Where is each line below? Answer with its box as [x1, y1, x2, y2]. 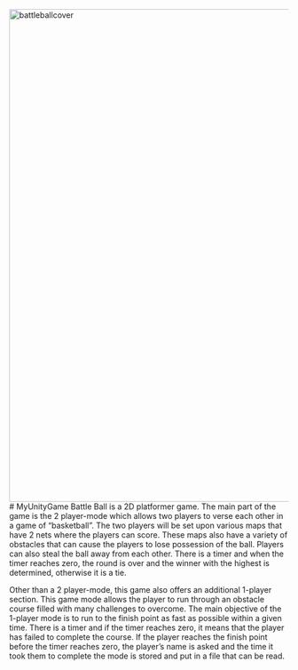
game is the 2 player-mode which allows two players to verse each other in [9, 511, 284, 521]
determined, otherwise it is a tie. [9, 568, 127, 578]
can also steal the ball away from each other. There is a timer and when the [9, 548, 285, 559]
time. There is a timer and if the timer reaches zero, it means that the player [9, 622, 285, 633]
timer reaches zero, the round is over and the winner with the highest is [9, 558, 271, 568]
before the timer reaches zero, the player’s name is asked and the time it [9, 642, 273, 651]
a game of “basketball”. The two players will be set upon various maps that [9, 520, 282, 530]
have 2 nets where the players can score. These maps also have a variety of [9, 530, 288, 540]
